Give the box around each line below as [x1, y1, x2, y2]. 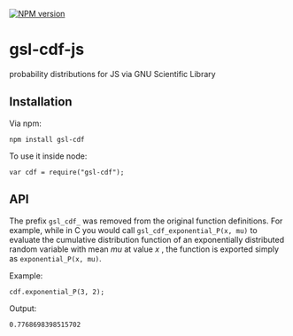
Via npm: [9, 118, 42, 129]
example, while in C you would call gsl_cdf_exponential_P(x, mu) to [9, 224, 258, 235]
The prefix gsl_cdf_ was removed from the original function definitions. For [9, 215, 283, 226]
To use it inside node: [9, 151, 88, 161]
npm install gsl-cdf [9, 135, 86, 144]
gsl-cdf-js [9, 40, 85, 59]
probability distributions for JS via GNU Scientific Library [9, 68, 216, 79]
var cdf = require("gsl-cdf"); [9, 168, 125, 176]
